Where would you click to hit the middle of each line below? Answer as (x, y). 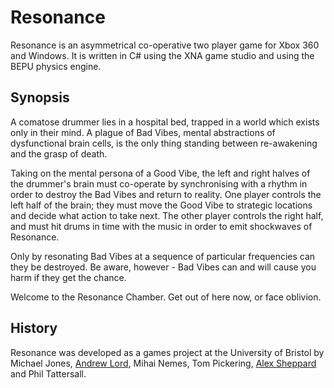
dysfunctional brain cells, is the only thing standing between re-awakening (164, 143)
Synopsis (40, 97)
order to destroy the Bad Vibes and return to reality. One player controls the (166, 194)
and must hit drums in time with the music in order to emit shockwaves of (161, 226)
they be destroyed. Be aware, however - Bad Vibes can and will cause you (163, 267)
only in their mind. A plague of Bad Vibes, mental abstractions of (143, 132)
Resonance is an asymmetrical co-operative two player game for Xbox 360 (165, 45)
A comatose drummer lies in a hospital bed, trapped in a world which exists (165, 122)
